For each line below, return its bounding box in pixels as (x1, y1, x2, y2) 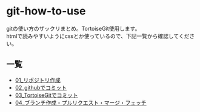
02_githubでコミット (15, 84, 67, 91)
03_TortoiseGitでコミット (15, 92, 78, 99)
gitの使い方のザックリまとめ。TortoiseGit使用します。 (6, 25, 141, 32)
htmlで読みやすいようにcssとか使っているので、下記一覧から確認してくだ (6, 32, 190, 40)
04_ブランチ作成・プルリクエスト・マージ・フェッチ (15, 99, 147, 106)
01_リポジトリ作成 (15, 76, 61, 84)
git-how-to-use (6, 4, 86, 18)
